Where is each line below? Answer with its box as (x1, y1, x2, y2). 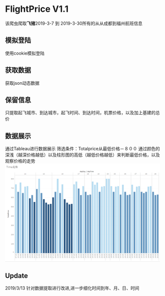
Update (5, 271, 28, 280)
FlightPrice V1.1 (5, 3, 69, 15)
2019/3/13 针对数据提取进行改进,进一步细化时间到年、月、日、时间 (5, 285, 139, 291)
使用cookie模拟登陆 (5, 50, 45, 56)
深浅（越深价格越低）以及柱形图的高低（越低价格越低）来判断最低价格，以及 (5, 152, 160, 158)
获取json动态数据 (5, 80, 40, 86)
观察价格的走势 (5, 158, 35, 164)
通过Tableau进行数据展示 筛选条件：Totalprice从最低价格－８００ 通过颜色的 (5, 146, 160, 152)
